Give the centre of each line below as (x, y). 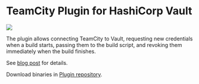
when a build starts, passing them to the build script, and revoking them (94, 45)
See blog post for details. (37, 63)
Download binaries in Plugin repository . (54, 74)
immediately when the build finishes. (51, 51)
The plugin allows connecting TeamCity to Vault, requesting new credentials (99, 38)
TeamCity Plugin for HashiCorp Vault (99, 11)
